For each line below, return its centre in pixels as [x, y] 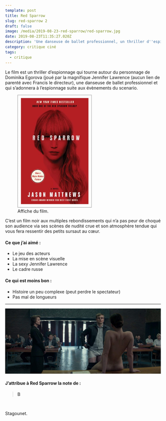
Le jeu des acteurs [31, 253]
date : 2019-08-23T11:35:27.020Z [38, 37]
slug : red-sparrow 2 [26, 21]
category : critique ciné [31, 47]
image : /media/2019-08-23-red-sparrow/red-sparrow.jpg [63, 31]
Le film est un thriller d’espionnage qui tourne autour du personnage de [78, 72]
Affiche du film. [33, 211]
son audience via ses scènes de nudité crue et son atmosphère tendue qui [81, 226]
